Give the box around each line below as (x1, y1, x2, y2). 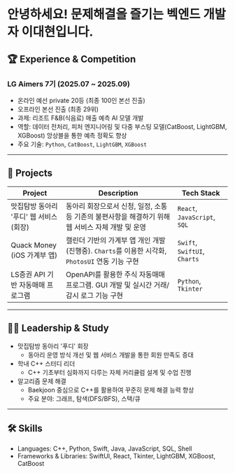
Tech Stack (181, 188, 220, 198)
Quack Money (10, 240, 57, 249)
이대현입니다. (21, 24, 94, 40)
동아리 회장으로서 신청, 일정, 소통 (65, 201, 168, 211)
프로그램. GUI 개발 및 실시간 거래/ (65, 280, 170, 289)
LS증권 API (10, 269, 45, 279)
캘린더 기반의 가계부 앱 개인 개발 (65, 235, 166, 245)
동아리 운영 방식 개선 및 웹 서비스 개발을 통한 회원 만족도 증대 (27, 350, 194, 359)
